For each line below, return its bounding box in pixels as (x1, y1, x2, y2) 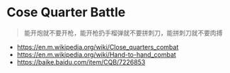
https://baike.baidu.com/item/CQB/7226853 (16, 57, 146, 66)
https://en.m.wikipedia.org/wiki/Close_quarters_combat (16, 43, 179, 51)
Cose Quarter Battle (6, 4, 126, 21)
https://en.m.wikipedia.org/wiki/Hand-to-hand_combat (16, 50, 176, 59)
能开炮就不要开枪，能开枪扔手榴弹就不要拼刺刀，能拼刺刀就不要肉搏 (23, 28, 223, 37)
